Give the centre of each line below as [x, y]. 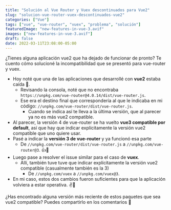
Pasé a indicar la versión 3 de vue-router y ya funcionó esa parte [82, 138]
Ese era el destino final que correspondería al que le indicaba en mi [91, 100]
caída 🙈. [21, 84]
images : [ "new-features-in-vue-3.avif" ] [49, 34]
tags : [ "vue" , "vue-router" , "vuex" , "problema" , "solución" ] [73, 24]
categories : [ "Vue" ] [27, 19]
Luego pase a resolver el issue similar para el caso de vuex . [76, 157]
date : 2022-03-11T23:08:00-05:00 [41, 44]
